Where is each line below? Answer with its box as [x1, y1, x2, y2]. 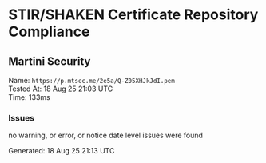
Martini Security [8, 54, 91, 68]
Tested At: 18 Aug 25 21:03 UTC [8, 84, 113, 93]
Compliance [8, 22, 90, 41]
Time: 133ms [8, 93, 50, 101]
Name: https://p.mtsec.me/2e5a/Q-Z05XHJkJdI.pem [8, 76, 176, 85]
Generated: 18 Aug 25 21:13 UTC [8, 146, 115, 156]
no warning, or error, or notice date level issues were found [8, 130, 204, 141]
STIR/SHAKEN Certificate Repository [8, 6, 259, 24]
